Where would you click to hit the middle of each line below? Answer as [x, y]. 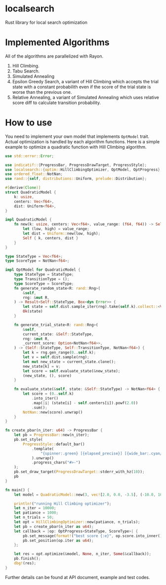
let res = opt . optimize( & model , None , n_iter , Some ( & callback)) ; [83, 554]
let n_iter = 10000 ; [35, 508]
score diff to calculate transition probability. [57, 103]
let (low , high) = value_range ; [56, 229]
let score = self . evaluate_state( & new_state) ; [72, 371]
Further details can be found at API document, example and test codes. [78, 577]
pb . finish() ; [27, 559]
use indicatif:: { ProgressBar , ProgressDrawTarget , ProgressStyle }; [76, 165]
